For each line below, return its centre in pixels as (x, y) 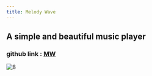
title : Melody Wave (31, 12)
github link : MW (31, 54)
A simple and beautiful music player (76, 37)
